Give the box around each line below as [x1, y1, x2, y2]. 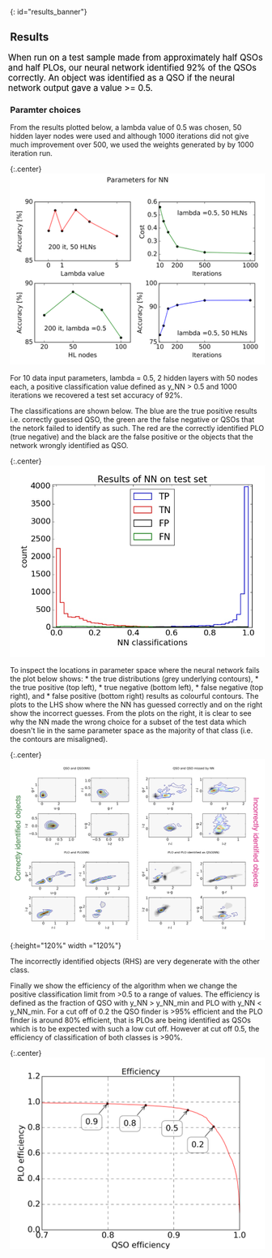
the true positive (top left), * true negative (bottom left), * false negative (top [10, 683, 264, 692]
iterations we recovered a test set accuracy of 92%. [10, 390, 183, 400]
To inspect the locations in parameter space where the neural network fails [10, 666, 260, 675]
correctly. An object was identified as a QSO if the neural [8, 72, 235, 84]
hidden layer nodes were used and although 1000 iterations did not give [10, 131, 249, 141]
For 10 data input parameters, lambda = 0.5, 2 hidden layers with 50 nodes [10, 373, 258, 383]
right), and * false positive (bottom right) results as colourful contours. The [10, 691, 259, 701]
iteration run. [10, 149, 53, 158]
